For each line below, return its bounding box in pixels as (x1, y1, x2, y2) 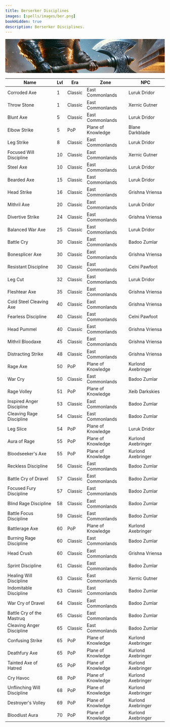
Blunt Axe (7, 114, 28, 120)
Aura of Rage (7, 438, 35, 444)
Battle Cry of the (7, 610, 42, 616)
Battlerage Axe (7, 525, 38, 532)
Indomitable (7, 585, 32, 591)
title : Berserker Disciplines (5, 8, 69, 13)
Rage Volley (7, 388, 32, 394)
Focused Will (7, 149, 34, 155)
